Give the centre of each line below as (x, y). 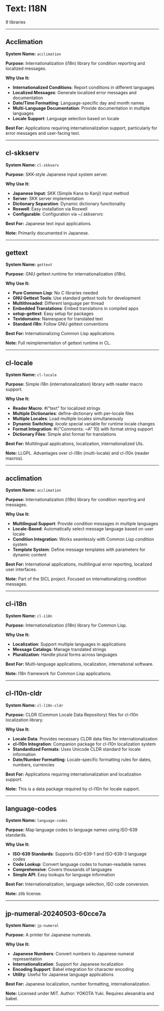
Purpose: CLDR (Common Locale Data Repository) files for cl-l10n (72, 715)
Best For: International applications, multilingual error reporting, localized (79, 564)
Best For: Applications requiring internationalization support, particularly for (82, 128)
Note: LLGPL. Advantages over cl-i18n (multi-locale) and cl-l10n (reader (78, 453)
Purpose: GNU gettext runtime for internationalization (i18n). (66, 274)
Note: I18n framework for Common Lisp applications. (58, 673)
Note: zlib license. (24, 894)
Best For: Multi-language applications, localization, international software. (80, 664)
